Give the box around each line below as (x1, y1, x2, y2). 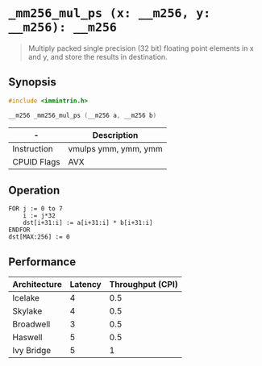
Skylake (12, 306, 43, 317)
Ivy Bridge (12, 345, 52, 356)
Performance (8, 255, 77, 268)
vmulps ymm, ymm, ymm (68, 143, 163, 154)
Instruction (12, 143, 54, 154)
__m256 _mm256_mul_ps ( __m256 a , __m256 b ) (8, 111, 157, 119)
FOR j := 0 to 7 (8, 205, 63, 213)
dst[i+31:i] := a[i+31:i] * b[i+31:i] (23, 219, 153, 227)
